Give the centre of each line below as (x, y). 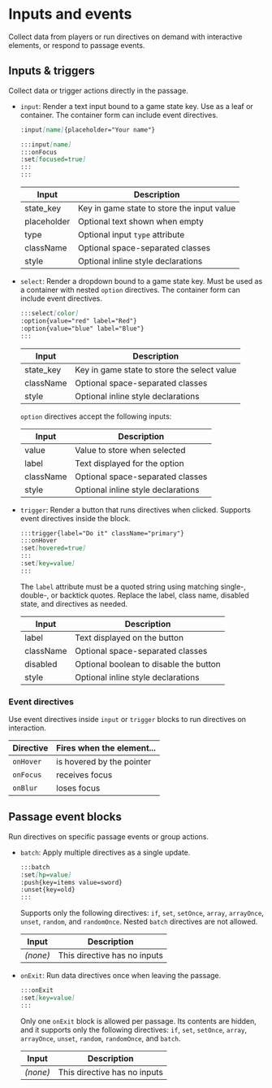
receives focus (84, 775)
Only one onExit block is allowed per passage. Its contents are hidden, (138, 1021)
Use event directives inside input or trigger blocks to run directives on (127, 720)
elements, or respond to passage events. (77, 45)
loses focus (78, 788)
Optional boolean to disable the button (148, 664)
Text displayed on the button (130, 638)
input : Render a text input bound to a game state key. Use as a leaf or (136, 106)
